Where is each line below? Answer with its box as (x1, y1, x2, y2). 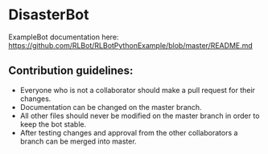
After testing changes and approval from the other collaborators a (19, 128, 238, 137)
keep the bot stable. (19, 119, 87, 129)
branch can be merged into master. (19, 136, 137, 146)
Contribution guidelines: (8, 64, 134, 78)
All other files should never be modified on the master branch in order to (19, 111, 260, 120)
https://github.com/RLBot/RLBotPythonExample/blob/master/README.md (8, 40, 254, 50)
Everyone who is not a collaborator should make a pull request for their (19, 85, 256, 95)
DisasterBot (8, 6, 89, 24)
